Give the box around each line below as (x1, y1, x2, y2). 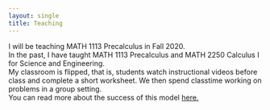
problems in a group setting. (8, 84, 102, 93)
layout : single (8, 11, 60, 20)
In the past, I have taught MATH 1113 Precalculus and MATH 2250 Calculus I (8, 50, 260, 59)
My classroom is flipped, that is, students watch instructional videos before (8, 67, 258, 76)
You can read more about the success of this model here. (8, 92, 199, 102)
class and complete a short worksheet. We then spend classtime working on (8, 75, 262, 85)
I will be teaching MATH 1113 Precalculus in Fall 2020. (8, 41, 185, 51)
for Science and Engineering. (8, 58, 105, 68)
